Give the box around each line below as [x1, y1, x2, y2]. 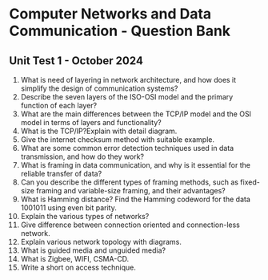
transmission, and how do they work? [20, 152, 145, 161]
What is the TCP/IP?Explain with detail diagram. [20, 126, 178, 136]
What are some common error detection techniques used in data [20, 144, 234, 152]
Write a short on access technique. [20, 262, 137, 272]
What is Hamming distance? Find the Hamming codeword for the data [20, 194, 251, 204]
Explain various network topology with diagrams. [20, 237, 182, 246]
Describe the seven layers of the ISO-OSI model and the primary [20, 92, 234, 101]
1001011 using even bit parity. [20, 203, 117, 213]
